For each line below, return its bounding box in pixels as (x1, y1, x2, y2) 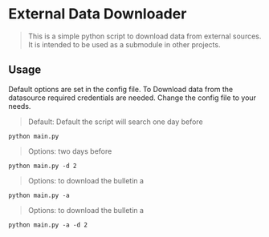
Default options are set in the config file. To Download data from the (8, 84, 234, 94)
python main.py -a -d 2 (8, 221, 88, 229)
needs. (8, 101, 31, 110)
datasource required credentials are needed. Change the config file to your (8, 93, 257, 102)
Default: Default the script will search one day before (27, 117, 203, 127)
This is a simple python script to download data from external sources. (27, 31, 262, 41)
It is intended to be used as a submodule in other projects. (27, 39, 221, 49)
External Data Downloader (8, 5, 187, 23)
